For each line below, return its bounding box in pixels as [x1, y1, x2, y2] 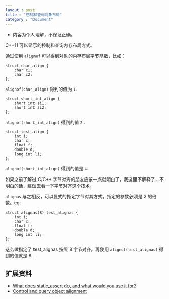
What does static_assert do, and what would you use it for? [12, 283, 137, 289]
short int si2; [14, 105, 47, 110]
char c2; [14, 72, 33, 77]
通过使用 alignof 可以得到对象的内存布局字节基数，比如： [5, 53, 126, 59]
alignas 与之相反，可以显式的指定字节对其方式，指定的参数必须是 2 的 [5, 194, 152, 200]
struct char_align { [5, 63, 49, 69]
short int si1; [14, 101, 47, 106]
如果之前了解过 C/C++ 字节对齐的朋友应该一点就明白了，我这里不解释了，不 [5, 176, 164, 183]
